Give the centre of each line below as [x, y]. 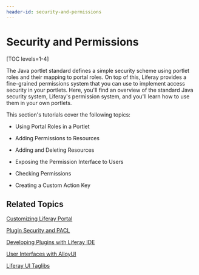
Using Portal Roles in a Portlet [52, 126]
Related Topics [35, 204]
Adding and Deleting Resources [55, 150]
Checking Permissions [43, 173]
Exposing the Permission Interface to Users [69, 161]
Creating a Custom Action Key [53, 185]
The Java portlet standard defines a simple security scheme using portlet [98, 70]
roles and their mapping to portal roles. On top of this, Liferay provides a [96, 77]
